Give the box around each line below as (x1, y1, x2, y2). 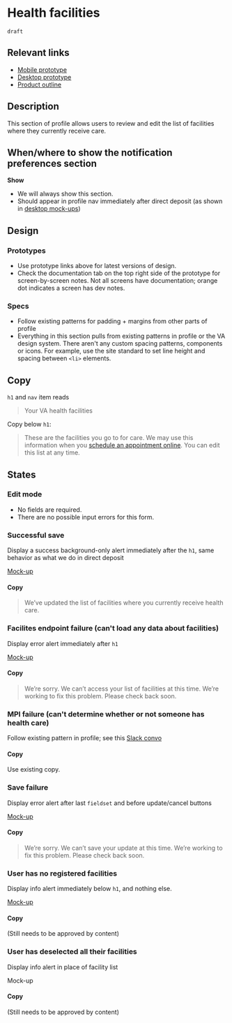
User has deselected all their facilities (7, 947, 137, 957)
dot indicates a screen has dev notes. (17, 284, 125, 293)
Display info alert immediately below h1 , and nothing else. (7, 885, 172, 893)
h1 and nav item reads (7, 393, 70, 402)
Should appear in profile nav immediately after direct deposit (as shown (17, 197, 223, 205)
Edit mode (7, 490, 42, 499)
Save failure (7, 783, 49, 793)
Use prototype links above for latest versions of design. (17, 262, 177, 270)
